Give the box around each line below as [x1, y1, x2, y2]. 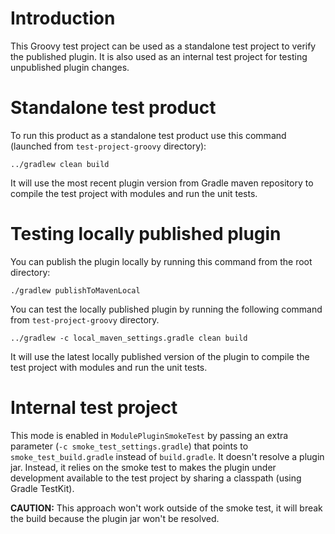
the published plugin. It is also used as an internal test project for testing [10, 50, 308, 62]
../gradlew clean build [10, 159, 110, 169]
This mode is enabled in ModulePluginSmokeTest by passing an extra [10, 429, 289, 441]
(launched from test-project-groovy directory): [10, 140, 207, 152]
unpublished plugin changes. [10, 61, 130, 73]
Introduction [10, 7, 116, 30]
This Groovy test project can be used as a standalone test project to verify [10, 40, 317, 52]
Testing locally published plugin [10, 223, 282, 246]
